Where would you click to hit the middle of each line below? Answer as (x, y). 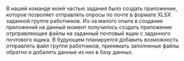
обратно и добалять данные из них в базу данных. (70, 52)
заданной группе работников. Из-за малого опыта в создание (85, 21)
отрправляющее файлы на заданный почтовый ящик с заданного (88, 33)
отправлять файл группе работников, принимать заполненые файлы (93, 46)
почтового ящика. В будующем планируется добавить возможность (92, 40)
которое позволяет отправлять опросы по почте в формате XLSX (88, 15)
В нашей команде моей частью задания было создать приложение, (92, 9)
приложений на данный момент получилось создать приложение (89, 27)
